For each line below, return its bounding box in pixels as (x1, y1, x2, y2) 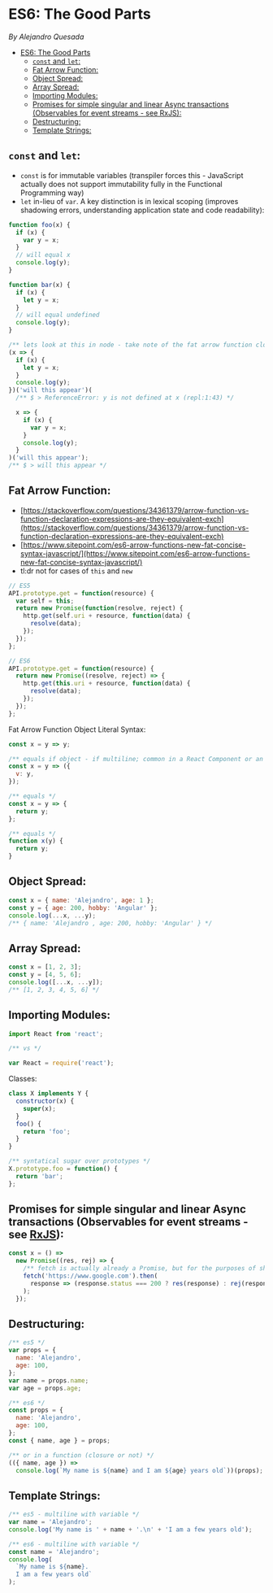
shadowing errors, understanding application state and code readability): (19, 205, 265, 215)
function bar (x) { (8, 281, 71, 289)
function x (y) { (8, 837, 63, 846)
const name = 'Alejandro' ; (8, 1547, 100, 1556)
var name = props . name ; (8, 1376, 89, 1385)
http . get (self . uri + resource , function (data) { (23, 612, 191, 620)
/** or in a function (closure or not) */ (8, 1451, 154, 1460)
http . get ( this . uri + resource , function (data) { (23, 680, 191, 688)
